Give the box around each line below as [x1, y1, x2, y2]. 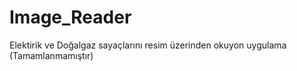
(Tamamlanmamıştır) [9, 49, 94, 61]
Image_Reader [9, 6, 132, 29]
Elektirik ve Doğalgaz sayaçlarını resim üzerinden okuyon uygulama [9, 39, 287, 51]
